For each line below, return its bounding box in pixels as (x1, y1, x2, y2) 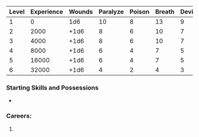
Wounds (69, 8, 94, 15)
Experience (30, 8, 63, 15)
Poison (129, 8, 150, 15)
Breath (155, 8, 175, 15)
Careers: (6, 112, 32, 120)
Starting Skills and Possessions (6, 83, 99, 91)
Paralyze (98, 8, 124, 15)
